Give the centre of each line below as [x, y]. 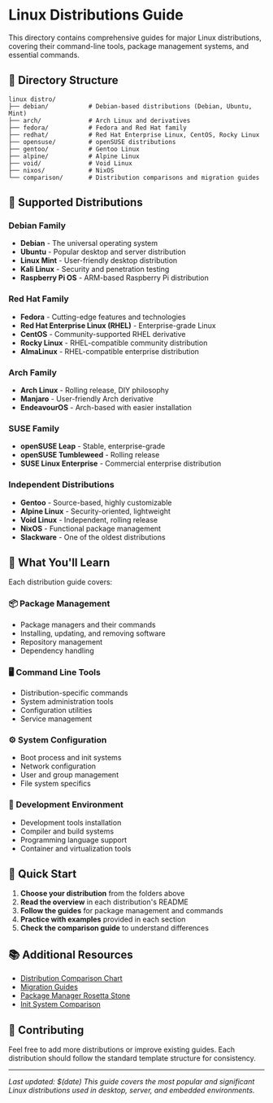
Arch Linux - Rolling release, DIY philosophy [94, 390]
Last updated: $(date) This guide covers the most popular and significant [132, 1082]
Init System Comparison [61, 1005]
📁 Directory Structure [64, 80]
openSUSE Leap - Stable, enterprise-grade [93, 446]
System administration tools [67, 702]
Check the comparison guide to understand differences [115, 928]
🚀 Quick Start [43, 874]
